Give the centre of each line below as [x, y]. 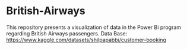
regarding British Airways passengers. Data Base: [67, 33]
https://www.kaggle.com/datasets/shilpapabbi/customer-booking [86, 40]
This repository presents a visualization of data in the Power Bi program [94, 27]
